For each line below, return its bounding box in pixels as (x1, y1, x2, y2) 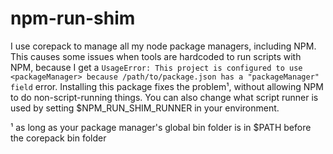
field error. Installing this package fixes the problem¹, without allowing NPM (10, 80, 324, 92)
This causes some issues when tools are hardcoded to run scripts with (10, 50, 302, 62)
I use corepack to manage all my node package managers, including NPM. (10, 40, 317, 52)
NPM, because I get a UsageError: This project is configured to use (10, 61, 303, 73)
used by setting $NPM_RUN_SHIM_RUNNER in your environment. (10, 102, 280, 114)
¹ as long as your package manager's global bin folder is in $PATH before (10, 121, 312, 133)
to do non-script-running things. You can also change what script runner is (10, 91, 319, 103)
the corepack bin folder (10, 132, 107, 144)
